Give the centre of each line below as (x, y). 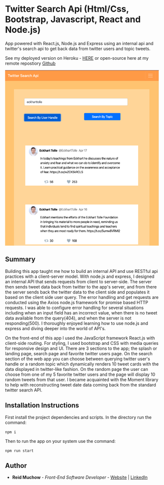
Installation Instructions (42, 405)
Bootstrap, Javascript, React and (73, 19)
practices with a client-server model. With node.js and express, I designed (80, 276)
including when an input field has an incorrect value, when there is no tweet (81, 313)
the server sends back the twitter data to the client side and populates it (77, 292)
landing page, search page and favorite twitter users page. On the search (79, 353)
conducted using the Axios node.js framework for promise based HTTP (77, 302)
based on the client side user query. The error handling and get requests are (82, 297)
